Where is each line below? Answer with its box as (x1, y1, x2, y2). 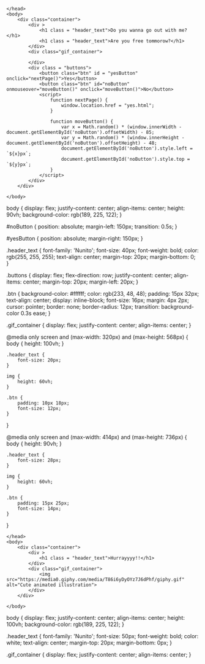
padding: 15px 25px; (17, 500, 70, 506)
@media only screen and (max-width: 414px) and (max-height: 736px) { (6, 433, 187, 441)
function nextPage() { (50, 97, 108, 103)
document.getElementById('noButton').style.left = (61, 145, 193, 152)
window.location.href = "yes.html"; (61, 102, 155, 109)
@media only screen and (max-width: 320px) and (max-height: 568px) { (6, 333, 188, 341)
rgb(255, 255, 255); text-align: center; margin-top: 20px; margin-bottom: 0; (6, 253, 196, 260)
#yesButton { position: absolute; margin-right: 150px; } (6, 235, 143, 242)
